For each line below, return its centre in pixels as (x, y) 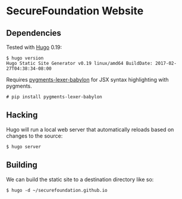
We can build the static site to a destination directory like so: (80, 179)
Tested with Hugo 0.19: (34, 47)
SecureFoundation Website (75, 11)
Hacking (22, 115)
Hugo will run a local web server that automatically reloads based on (90, 129)
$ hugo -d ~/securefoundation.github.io (57, 190)
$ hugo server (24, 147)
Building (22, 165)
